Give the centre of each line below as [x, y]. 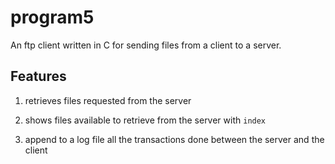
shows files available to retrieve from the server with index [145, 120]
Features [38, 76]
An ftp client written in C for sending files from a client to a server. [146, 45]
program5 [52, 17]
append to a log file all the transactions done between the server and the [174, 139]
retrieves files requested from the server [108, 100]
